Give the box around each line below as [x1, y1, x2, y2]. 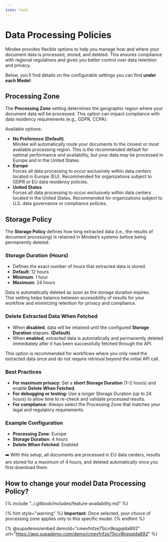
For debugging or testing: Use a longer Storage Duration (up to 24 [12, 391, 152, 397]
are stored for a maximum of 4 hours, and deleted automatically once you [5, 459, 158, 465]
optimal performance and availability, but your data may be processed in [12, 152, 163, 158]
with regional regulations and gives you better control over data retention [5, 57, 157, 63]
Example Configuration [5, 419, 63, 426]
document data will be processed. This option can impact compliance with [5, 111, 160, 117]
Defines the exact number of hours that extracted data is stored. [12, 263, 146, 269]
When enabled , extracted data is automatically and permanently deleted [12, 335, 163, 341]
